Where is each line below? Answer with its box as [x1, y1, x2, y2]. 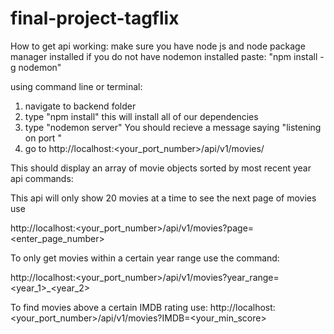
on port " [24, 132, 62, 144]
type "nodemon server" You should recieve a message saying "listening [24, 121, 322, 133]
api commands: [10, 172, 74, 184]
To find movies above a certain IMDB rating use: [10, 301, 208, 313]
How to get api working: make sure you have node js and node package [10, 40, 306, 52]
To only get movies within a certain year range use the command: [10, 252, 280, 264]
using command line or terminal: [10, 80, 143, 92]
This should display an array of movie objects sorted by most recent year [10, 162, 312, 174]
